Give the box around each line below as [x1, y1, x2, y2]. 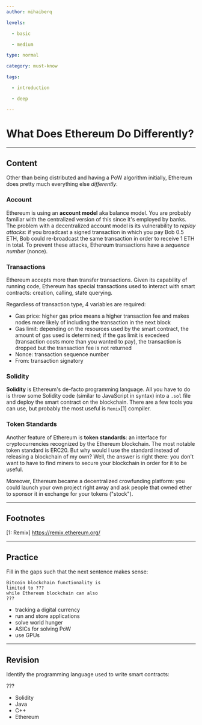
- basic [11, 31, 31, 37]
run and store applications [14, 612, 80, 620]
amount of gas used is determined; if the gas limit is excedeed [14, 332, 170, 339]
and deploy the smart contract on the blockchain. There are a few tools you [6, 398, 193, 406]
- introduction [11, 85, 50, 91]
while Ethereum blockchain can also [6, 590, 98, 596]
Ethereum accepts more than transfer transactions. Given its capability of [6, 276, 188, 283]
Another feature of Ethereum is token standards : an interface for [6, 434, 167, 441]
